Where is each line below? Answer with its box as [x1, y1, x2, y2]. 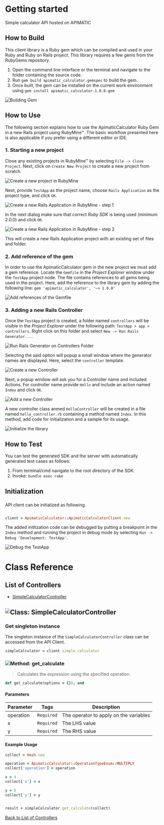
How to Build [5, 34, 45, 42]
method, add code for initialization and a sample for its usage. [5, 416, 130, 422]
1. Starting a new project [5, 147, 64, 154]
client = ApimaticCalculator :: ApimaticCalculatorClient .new [5, 516, 131, 520]
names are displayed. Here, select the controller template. [5, 357, 125, 363]
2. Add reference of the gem [5, 253, 73, 260]
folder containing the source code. [12, 72, 82, 78]
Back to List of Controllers [5, 814, 58, 821]
